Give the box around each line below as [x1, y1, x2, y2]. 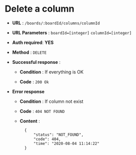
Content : [19, 118, 40, 124]
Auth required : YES [12, 39, 54, 46]
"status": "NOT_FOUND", [33, 132, 84, 137]
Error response [12, 88, 45, 94]
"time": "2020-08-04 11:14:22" [33, 141, 100, 146]
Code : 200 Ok [19, 79, 49, 85]
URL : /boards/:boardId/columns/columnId [12, 20, 100, 26]
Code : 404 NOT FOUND [19, 108, 65, 114]
